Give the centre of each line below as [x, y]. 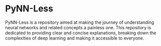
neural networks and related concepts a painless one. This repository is [78, 27]
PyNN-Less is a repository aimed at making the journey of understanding [80, 22]
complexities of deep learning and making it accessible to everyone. [75, 38]
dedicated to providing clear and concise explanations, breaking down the [81, 33]
